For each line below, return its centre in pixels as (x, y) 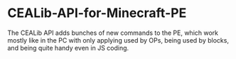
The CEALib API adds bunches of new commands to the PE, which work (113, 33)
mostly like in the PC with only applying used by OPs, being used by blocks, (118, 40)
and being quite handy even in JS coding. (68, 48)
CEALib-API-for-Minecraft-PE (97, 13)
